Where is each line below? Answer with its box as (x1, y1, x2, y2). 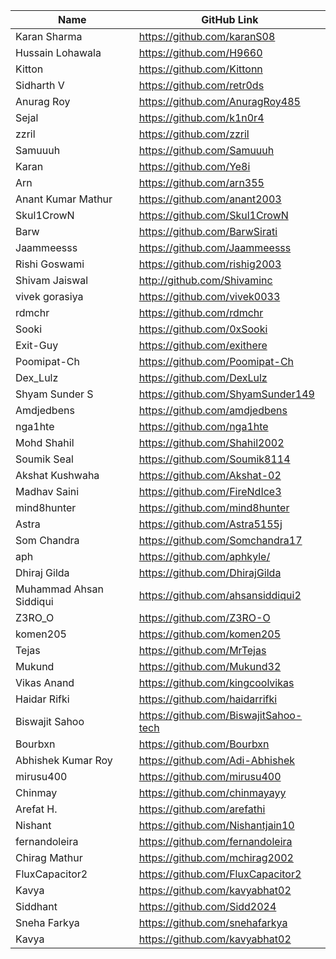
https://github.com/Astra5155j (138, 517, 283, 531)
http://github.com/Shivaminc (138, 274, 273, 287)
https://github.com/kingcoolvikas (138, 676, 295, 689)
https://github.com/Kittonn (138, 62, 263, 76)
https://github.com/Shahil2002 (138, 436, 285, 449)
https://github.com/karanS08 (138, 30, 276, 43)
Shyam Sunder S (15, 387, 94, 401)
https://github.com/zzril (138, 127, 250, 141)
